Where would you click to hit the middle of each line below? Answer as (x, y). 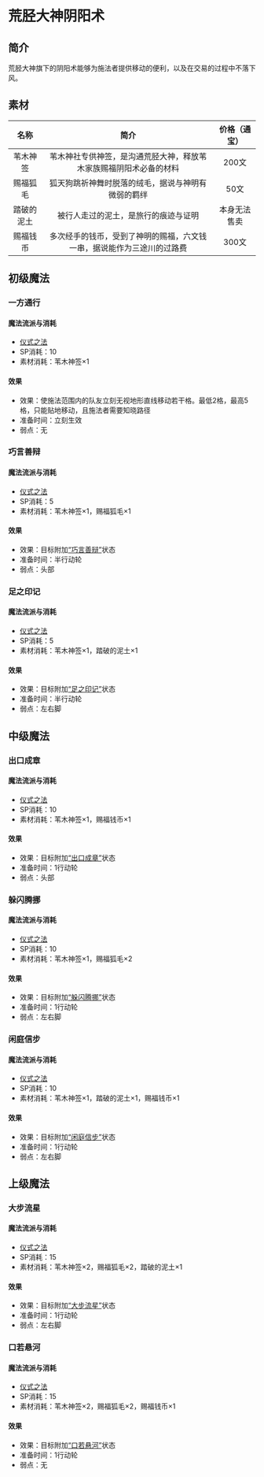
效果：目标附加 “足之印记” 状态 (68, 689)
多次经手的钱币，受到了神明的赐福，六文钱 (128, 236)
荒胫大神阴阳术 (57, 16)
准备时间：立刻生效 (51, 420)
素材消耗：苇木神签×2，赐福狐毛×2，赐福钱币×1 (97, 1406)
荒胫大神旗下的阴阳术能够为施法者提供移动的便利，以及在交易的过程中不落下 (132, 68)
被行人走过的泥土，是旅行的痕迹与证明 (128, 215)
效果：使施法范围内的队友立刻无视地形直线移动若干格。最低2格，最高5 (134, 400)
